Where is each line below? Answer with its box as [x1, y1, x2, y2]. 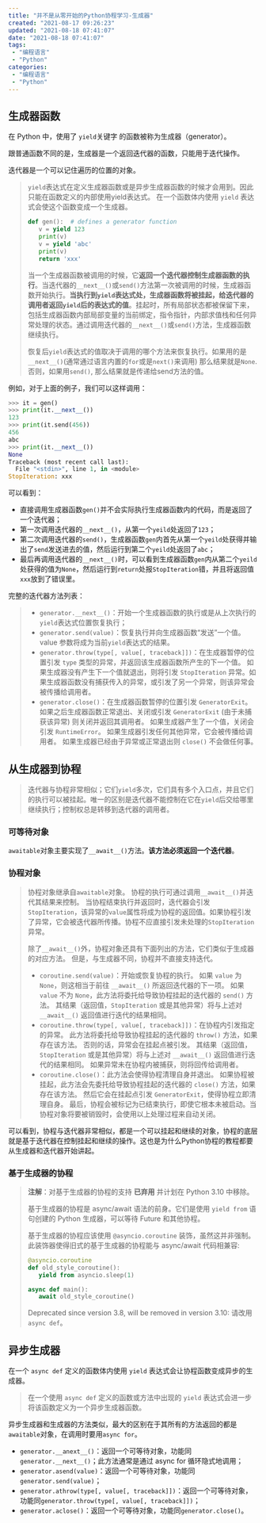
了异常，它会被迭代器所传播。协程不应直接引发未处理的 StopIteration [27, 916, 255, 926]
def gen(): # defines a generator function [27, 218, 177, 226]
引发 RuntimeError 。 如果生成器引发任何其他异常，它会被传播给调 [39, 727, 253, 737]
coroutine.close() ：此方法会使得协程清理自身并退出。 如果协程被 [39, 1070, 255, 1079]
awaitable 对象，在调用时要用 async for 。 [8, 1429, 142, 1439]
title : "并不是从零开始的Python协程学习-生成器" [8, 11, 154, 20]
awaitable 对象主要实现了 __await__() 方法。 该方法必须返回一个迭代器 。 [8, 846, 239, 855]
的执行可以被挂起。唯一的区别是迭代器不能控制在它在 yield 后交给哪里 [27, 794, 254, 804]
